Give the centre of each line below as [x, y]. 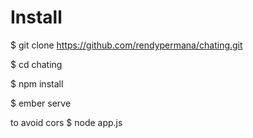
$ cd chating [36, 64]
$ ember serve [41, 103]
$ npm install [37, 83]
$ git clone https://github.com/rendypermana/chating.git [126, 45]
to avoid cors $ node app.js [66, 122]
